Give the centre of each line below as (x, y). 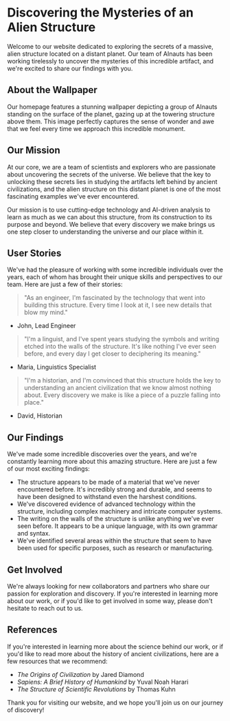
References (32, 630)
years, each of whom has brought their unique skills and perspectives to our (115, 277)
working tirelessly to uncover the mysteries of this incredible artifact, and (111, 61)
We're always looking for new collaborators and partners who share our (108, 586)
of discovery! (26, 710)
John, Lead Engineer (46, 326)
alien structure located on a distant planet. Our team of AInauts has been (110, 54)
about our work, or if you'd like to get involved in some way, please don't (110, 601)
